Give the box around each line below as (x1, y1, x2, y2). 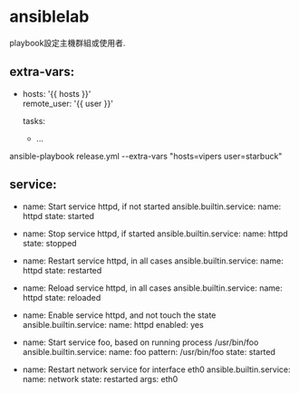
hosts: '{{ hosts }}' (22, 88, 92, 99)
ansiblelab (9, 6, 90, 27)
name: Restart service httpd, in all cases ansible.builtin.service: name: (22, 255, 284, 266)
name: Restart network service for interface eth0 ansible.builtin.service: (22, 364, 292, 375)
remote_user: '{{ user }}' (22, 98, 113, 109)
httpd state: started (22, 210, 95, 221)
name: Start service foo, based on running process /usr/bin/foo (22, 337, 259, 348)
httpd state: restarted (22, 264, 102, 275)
